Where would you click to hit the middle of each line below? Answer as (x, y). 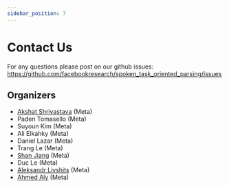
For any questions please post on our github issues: (80, 67)
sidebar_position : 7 (37, 13)
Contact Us (40, 47)
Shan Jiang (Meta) (43, 156)
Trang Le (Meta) (40, 148)
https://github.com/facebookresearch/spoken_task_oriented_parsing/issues (115, 73)
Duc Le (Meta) (37, 163)
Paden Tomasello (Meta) (52, 119)
